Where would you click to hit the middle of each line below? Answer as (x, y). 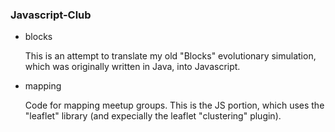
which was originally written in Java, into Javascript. (132, 67)
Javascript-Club (51, 15)
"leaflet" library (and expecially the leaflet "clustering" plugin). (153, 116)
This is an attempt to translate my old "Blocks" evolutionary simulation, (170, 56)
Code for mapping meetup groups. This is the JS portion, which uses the (174, 105)
